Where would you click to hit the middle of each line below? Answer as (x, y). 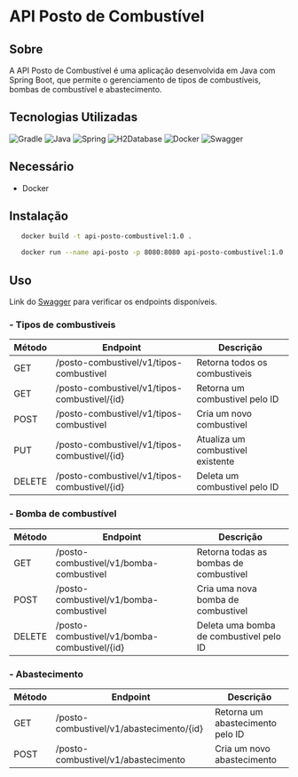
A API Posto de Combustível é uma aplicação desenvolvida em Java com (142, 70)
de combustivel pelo (239, 636)
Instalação (39, 216)
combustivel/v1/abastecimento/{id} (129, 728)
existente (216, 461)
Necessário (42, 167)
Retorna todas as (232, 551)
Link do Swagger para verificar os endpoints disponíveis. (113, 301)
